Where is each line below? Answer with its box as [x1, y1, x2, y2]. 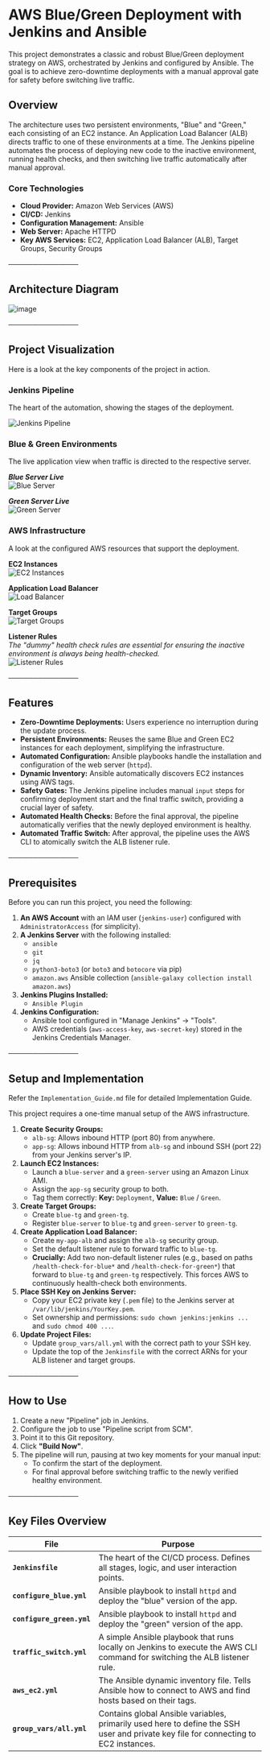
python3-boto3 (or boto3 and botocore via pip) [31, 965, 182, 974]
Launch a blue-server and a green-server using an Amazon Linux [31, 1167, 249, 1176]
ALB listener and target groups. [31, 1355, 136, 1365]
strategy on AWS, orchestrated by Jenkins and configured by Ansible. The [8, 58, 255, 68]
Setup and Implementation [8, 1072, 145, 1085]
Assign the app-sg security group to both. [31, 1184, 169, 1193]
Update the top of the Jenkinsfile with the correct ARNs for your [31, 1347, 247, 1356]
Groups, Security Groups [19, 244, 103, 254]
